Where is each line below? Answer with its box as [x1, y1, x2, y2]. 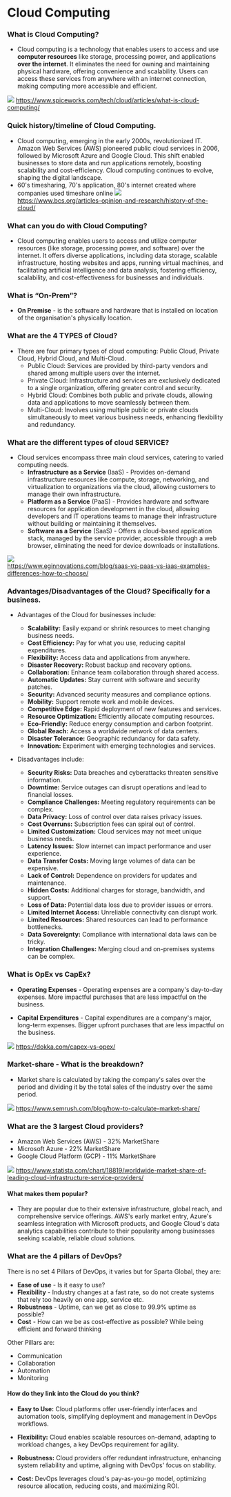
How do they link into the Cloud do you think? [7, 1389, 140, 1398]
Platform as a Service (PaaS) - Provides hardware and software [27, 497, 210, 506]
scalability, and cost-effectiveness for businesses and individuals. [17, 273, 205, 282]
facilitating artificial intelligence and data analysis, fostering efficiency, [17, 266, 217, 275]
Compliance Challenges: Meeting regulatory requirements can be [27, 798, 216, 807]
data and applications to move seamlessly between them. [27, 398, 191, 406]
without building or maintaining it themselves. [27, 519, 157, 527]
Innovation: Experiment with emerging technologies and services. [27, 742, 216, 750]
